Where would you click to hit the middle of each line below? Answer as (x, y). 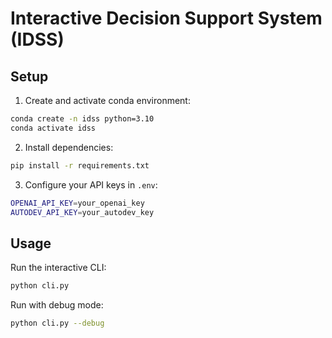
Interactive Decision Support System (166, 18)
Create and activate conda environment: (107, 100)
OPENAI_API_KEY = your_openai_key (77, 203)
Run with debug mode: (57, 305)
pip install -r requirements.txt (80, 165)
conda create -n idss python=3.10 (82, 119)
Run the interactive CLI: (58, 268)
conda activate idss (53, 128)
